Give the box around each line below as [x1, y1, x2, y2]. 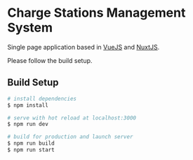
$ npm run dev [7, 121, 49, 128]
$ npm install [7, 101, 49, 109]
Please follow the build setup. [7, 56, 93, 64]
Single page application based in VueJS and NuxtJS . [7, 43, 160, 51]
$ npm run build [7, 140, 55, 147]
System [7, 20, 53, 36]
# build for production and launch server [7, 133, 133, 140]
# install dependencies [7, 95, 77, 102]
